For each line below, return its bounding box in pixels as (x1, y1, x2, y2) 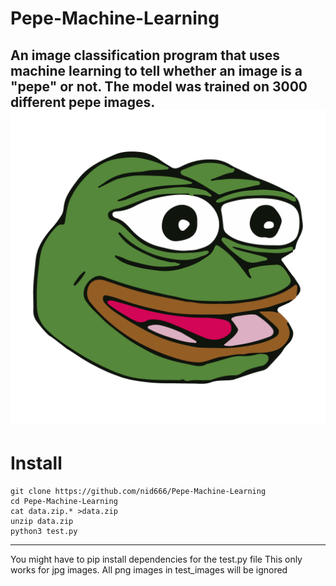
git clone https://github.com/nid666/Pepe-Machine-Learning (10, 486, 267, 496)
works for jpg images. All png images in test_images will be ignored (10, 563, 288, 576)
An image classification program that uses (10, 47, 281, 64)
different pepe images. (10, 93, 155, 111)
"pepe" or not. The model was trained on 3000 (10, 78, 308, 95)
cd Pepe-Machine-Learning (10, 496, 118, 506)
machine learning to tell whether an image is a (10, 62, 303, 79)
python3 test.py (10, 526, 78, 536)
